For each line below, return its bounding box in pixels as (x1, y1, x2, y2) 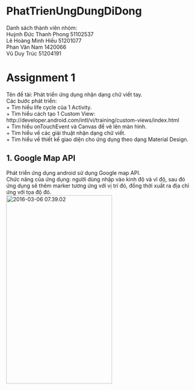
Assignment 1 (6, 71, 76, 85)
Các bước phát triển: (6, 97, 57, 104)
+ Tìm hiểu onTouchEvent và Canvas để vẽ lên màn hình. (6, 122, 147, 130)
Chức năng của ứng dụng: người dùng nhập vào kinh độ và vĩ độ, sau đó (6, 175, 185, 183)
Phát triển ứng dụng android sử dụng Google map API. (6, 169, 141, 176)
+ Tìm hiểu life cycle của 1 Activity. (6, 104, 92, 111)
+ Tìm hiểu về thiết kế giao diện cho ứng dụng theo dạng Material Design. (6, 136, 188, 143)
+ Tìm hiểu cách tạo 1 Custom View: (6, 110, 95, 117)
